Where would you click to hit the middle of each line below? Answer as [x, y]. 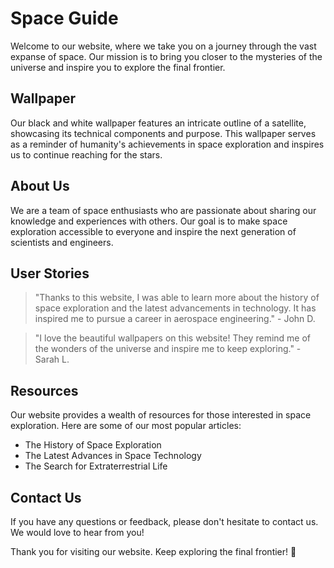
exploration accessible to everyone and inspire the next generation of [153, 231]
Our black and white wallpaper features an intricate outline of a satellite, [158, 123]
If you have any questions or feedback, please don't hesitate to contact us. [164, 521]
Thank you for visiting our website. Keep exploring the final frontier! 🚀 [153, 551]
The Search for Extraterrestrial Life [96, 466]
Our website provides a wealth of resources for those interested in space [161, 415]
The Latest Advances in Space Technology [113, 456]
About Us [40, 186]
